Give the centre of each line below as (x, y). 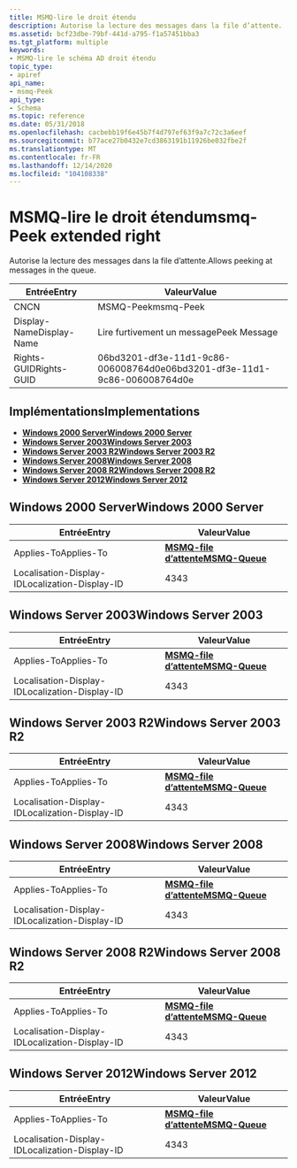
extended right (106, 236)
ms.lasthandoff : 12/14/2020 (61, 165)
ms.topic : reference (47, 116)
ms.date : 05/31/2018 (47, 125)
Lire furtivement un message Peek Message (188, 333)
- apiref (25, 75)
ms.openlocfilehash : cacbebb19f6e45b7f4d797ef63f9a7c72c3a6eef (128, 133)
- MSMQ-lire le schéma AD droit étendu (83, 58)
